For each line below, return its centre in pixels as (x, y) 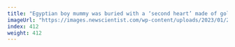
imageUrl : (22, 20)
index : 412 (23, 26)
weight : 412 (24, 33)
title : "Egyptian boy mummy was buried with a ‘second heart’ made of (112, 13)
